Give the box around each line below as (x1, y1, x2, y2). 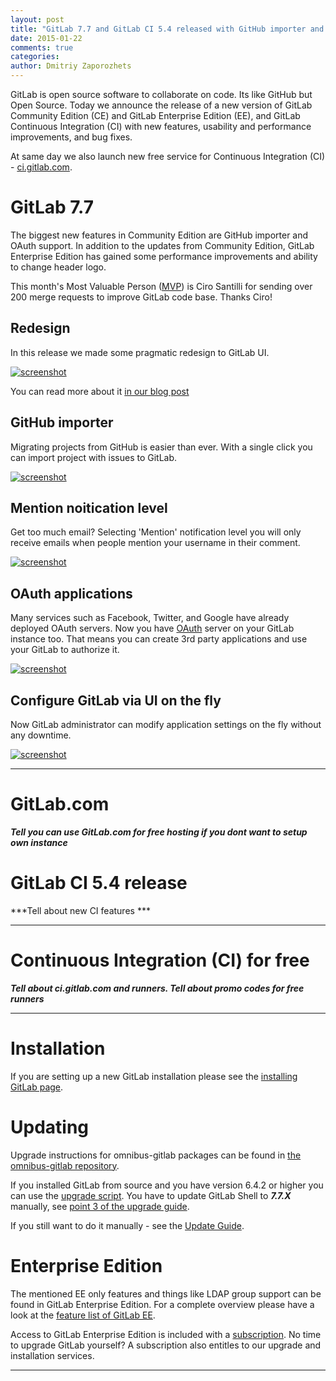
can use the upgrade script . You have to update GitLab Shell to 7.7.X (10, 1189, 292, 1201)
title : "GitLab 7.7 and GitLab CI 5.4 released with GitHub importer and (10, 24, 325, 34)
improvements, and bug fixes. (10, 131, 133, 143)
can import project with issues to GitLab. (10, 451, 178, 463)
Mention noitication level (10, 499, 168, 516)
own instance (10, 836, 68, 848)
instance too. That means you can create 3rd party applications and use (10, 633, 308, 645)
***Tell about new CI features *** (10, 904, 151, 916)
